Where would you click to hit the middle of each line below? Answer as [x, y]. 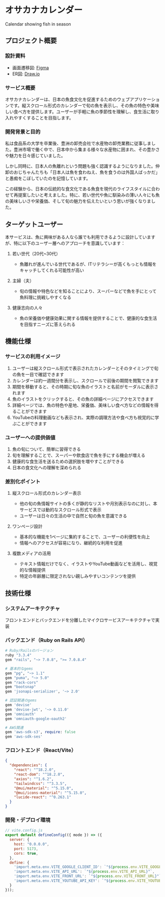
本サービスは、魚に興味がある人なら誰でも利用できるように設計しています [80, 237]
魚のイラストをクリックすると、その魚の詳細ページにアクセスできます [83, 399]
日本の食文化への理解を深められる [47, 468]
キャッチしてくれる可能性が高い [52, 270]
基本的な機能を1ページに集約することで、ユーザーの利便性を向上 [85, 537]
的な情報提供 [32, 570]
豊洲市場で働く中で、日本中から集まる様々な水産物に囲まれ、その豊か [84, 149]
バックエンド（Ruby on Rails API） [47, 640]
